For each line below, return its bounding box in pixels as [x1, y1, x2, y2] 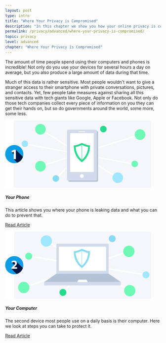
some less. [5, 111, 27, 116]
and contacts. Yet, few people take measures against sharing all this [5, 89, 144, 95]
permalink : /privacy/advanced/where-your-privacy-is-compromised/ [5, 29, 145, 34]
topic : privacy [5, 34, 37, 39]
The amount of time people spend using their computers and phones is [5, 58, 150, 64]
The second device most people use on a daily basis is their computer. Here [5, 318, 160, 324]
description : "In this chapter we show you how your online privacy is [5, 24, 156, 29]
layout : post [5, 8, 32, 13]
